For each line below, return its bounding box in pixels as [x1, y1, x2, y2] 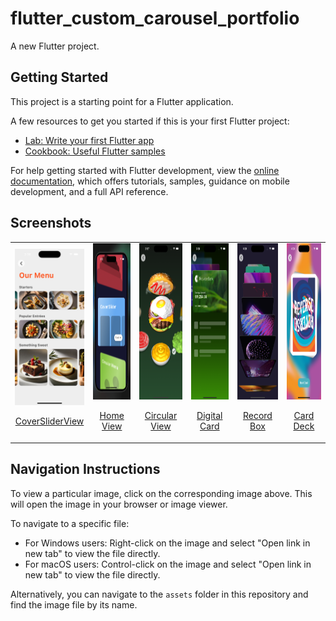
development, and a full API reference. [10, 185, 169, 197]
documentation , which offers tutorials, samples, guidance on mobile [10, 175, 290, 187]
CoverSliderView [14, 415, 85, 427]
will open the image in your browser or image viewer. [10, 498, 228, 510]
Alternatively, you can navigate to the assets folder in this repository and [10, 588, 309, 600]
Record [242, 410, 273, 422]
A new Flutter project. [10, 40, 100, 52]
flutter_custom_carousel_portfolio [10, 7, 300, 30]
